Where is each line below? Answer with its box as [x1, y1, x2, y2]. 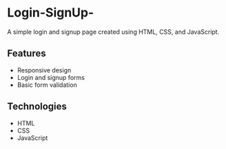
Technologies [7, 101, 68, 112]
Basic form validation [17, 81, 77, 89]
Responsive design [17, 66, 72, 74]
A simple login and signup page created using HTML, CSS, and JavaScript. [7, 28, 220, 36]
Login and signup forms [17, 73, 85, 81]
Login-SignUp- [7, 5, 94, 21]
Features [7, 48, 46, 59]
